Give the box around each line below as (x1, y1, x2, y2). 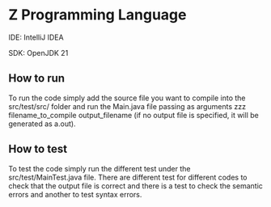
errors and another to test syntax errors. (8, 189, 142, 199)
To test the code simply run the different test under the (8, 163, 191, 173)
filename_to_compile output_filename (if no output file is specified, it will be (8, 110, 259, 120)
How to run (8, 71, 66, 86)
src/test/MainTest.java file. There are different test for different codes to (8, 172, 248, 182)
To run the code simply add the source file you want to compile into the (8, 93, 246, 103)
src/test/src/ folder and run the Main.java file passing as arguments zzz (8, 101, 247, 111)
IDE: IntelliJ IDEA (8, 32, 64, 42)
